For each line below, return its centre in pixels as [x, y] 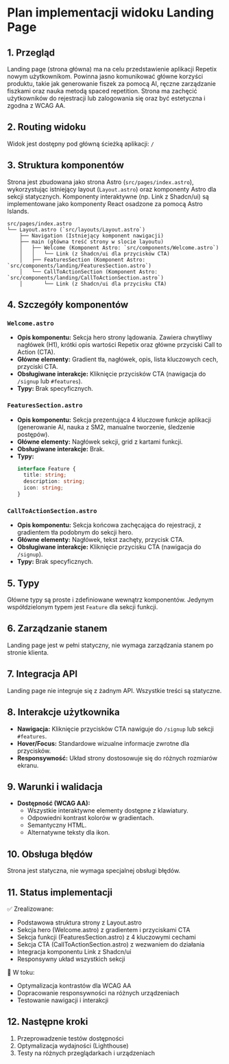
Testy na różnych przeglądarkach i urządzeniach [86, 1053]
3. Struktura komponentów [66, 165]
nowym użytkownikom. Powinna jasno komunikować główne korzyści [105, 76]
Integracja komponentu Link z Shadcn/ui [74, 951]
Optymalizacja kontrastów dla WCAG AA [74, 985]
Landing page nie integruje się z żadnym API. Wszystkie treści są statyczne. [114, 690]
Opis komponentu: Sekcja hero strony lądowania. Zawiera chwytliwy [114, 337]
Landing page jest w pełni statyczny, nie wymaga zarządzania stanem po [110, 645]
